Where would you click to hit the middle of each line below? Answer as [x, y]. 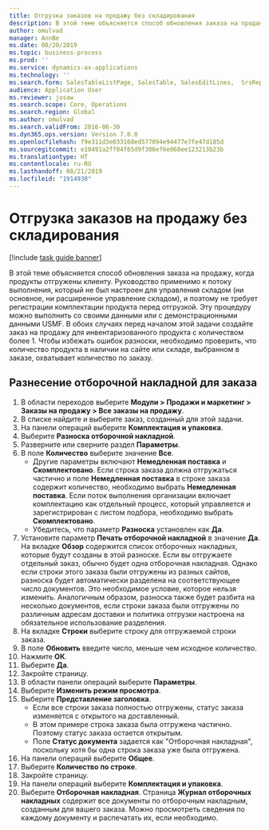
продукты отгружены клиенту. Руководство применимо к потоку [121, 281]
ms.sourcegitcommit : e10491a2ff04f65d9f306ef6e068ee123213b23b [117, 149]
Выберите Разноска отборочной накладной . [98, 436]
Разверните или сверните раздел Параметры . [100, 445]
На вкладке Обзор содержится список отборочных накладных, [129, 546]
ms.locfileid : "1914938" [50, 179]
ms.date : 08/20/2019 [44, 45]
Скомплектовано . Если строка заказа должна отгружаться [135, 470]
